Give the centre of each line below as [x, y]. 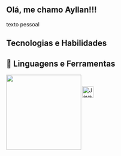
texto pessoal [23, 24]
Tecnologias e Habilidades [57, 43]
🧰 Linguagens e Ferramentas [61, 63]
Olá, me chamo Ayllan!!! [52, 10]
